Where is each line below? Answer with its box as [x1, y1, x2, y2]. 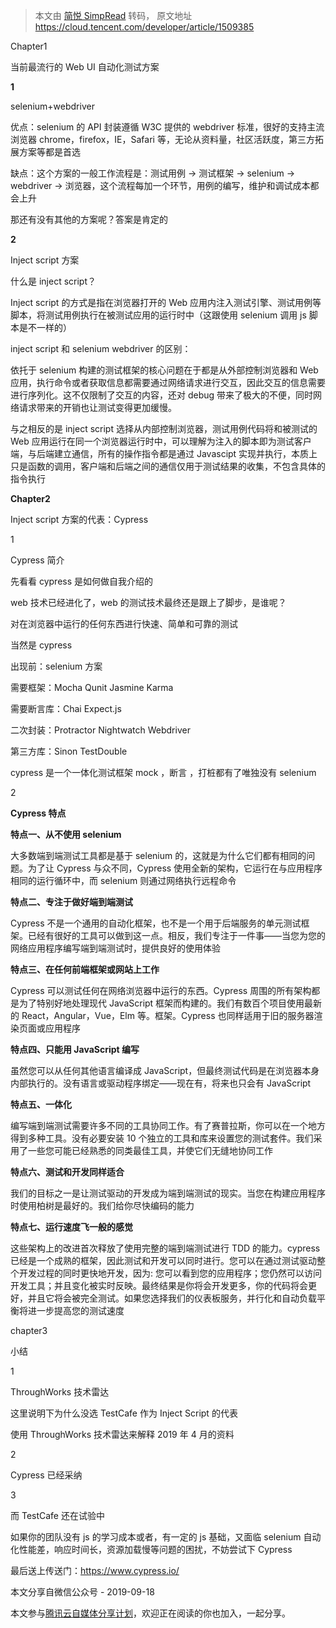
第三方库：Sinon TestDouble [10, 745, 128, 757]
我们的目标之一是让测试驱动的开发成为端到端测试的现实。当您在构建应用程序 [10, 1187, 326, 1199]
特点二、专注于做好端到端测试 [10, 896, 133, 908]
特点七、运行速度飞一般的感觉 [10, 1221, 133, 1233]
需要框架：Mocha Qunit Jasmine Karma [10, 682, 174, 693]
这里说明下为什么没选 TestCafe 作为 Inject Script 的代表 [10, 1407, 238, 1419]
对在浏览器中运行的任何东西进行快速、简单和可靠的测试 [10, 618, 238, 629]
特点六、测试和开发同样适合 [10, 1166, 125, 1178]
